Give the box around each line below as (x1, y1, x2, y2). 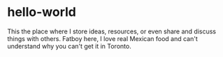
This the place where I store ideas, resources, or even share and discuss (7, 27, 217, 35)
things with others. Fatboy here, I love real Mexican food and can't (7, 34, 198, 42)
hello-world (7, 4, 77, 20)
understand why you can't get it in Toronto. (7, 42, 131, 50)
